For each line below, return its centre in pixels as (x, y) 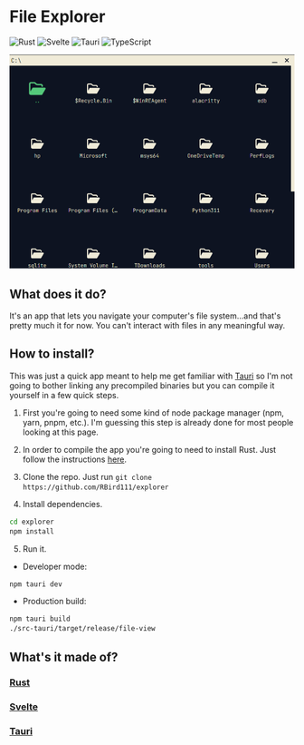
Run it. (34, 549)
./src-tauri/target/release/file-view (82, 629)
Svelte (24, 707)
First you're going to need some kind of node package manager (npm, (153, 412)
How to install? (52, 354)
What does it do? (58, 294)
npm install (32, 531)
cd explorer (32, 522)
